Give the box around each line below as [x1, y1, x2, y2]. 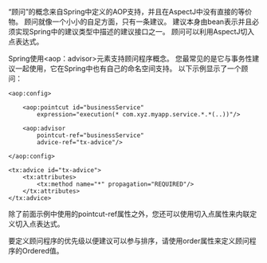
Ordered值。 [22, 246, 64, 255]
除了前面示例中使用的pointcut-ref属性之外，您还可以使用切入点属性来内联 [8, 210, 250, 218]
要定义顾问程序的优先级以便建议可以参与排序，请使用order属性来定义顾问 [8, 236, 249, 245]
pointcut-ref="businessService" [37, 131, 145, 139]
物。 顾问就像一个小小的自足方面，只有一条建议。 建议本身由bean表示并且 [8, 17, 253, 26]
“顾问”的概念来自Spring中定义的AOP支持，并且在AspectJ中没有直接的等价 [8, 7, 253, 16]
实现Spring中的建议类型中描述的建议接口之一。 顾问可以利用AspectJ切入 [14, 27, 255, 36]
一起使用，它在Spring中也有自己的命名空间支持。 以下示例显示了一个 [14, 64, 241, 73]
